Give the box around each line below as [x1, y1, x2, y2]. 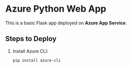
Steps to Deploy [5, 35, 57, 43]
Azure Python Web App [5, 3, 107, 15]
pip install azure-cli [12, 58, 61, 63]
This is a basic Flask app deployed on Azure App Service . [5, 20, 127, 26]
